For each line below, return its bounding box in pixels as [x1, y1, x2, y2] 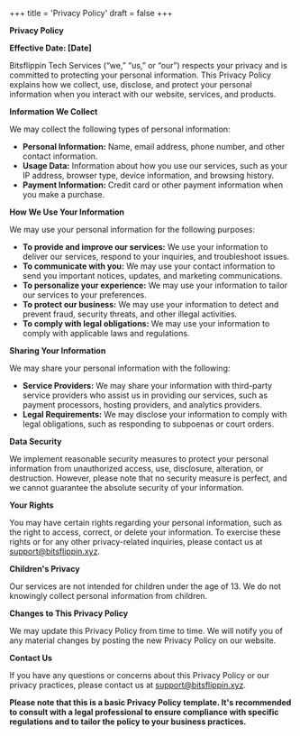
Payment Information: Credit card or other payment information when [22, 179, 284, 190]
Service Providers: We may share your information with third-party [22, 381, 273, 391]
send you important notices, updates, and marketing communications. [22, 271, 283, 281]
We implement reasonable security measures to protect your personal [9, 454, 268, 464]
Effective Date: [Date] [9, 42, 92, 53]
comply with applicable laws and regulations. [22, 328, 190, 338]
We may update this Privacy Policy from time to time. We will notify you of [9, 626, 284, 636]
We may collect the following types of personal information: [9, 124, 232, 134]
